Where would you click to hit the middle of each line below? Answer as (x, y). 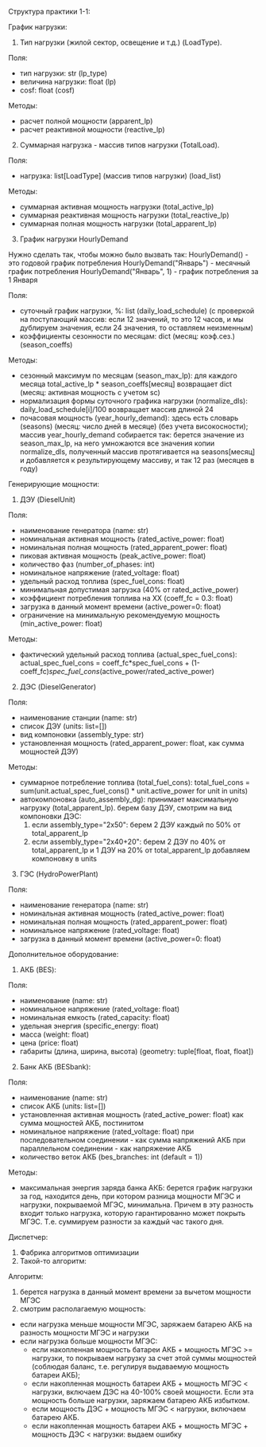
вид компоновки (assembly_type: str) (82, 735)
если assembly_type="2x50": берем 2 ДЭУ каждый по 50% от (136, 825)
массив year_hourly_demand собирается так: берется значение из (132, 435)
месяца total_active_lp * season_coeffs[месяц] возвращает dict (126, 384)
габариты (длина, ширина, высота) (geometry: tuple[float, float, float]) (137, 1051)
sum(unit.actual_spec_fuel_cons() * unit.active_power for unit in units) (134, 791)
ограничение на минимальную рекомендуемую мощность (120, 615)
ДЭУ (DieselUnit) (48, 500)
